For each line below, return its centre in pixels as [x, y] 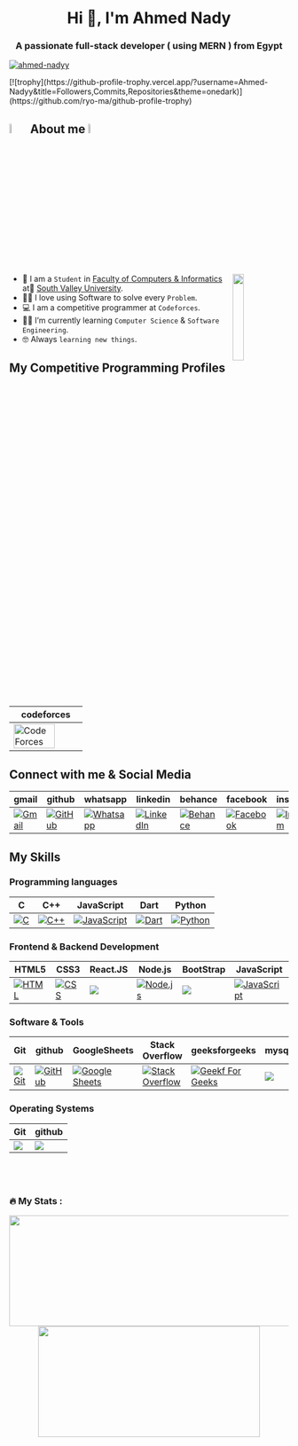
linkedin [153, 800]
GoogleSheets [103, 1051]
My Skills [35, 857]
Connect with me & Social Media [100, 774]
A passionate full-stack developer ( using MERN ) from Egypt [149, 46]
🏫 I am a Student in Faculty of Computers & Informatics [122, 279]
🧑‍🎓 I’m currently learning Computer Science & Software [121, 320]
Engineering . [45, 330]
